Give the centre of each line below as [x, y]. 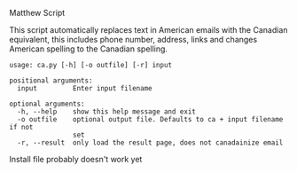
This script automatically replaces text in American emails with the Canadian [148, 30]
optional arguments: [47, 104]
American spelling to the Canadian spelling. [89, 49]
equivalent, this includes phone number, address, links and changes [133, 39]
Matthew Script [37, 13]
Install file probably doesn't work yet [76, 159]
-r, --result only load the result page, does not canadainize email [150, 143]
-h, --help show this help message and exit [107, 112]
